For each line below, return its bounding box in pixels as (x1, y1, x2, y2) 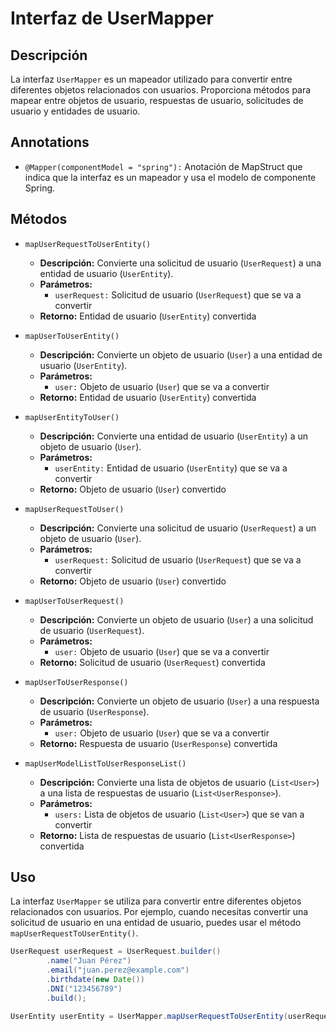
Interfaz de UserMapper (10, 7, 214, 30)
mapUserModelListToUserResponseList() (24, 758, 187, 769)
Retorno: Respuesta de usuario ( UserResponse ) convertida (39, 737, 278, 749)
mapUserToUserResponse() (24, 677, 129, 687)
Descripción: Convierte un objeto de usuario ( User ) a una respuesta (39, 695, 320, 707)
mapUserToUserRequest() (24, 596, 125, 606)
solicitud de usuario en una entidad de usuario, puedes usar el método (10, 917, 302, 929)
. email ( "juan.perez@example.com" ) (46, 965, 190, 976)
